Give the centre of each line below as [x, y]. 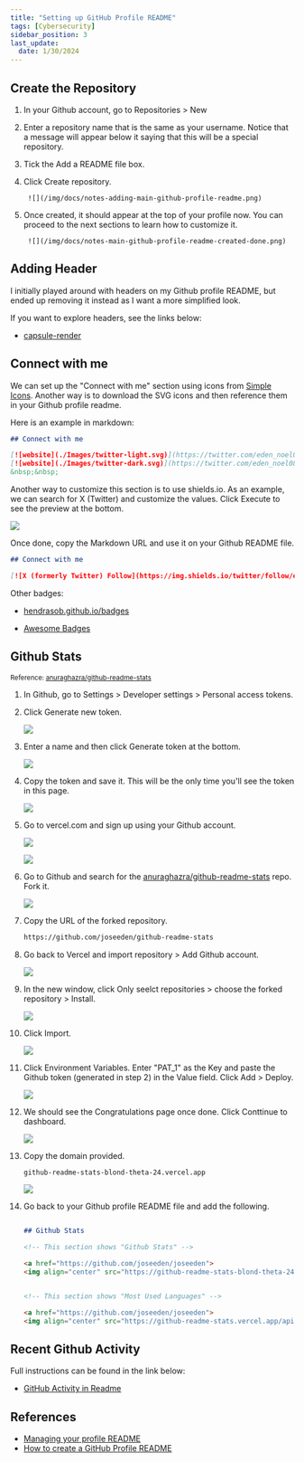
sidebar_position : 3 [49, 34]
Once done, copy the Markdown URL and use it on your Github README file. [152, 543]
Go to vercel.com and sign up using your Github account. [129, 825]
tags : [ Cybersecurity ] [53, 26]
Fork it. [37, 886]
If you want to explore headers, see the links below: [106, 318]
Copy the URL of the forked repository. [95, 920]
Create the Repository [74, 88]
